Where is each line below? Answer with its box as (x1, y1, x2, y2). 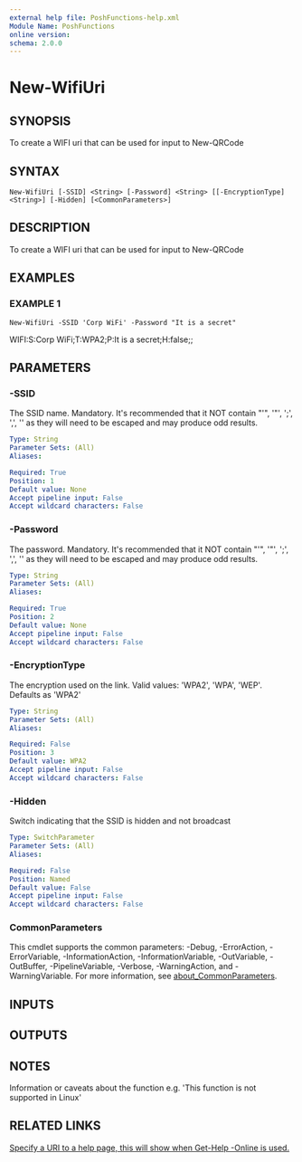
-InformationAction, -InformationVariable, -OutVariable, (62, 951, 269, 962)
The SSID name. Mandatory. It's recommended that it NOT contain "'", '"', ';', (9, 408, 294, 419)
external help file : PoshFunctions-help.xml (9, 13, 180, 23)
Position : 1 (9, 476, 54, 485)
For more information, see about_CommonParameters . (75, 970, 278, 982)
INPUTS (9, 996, 54, 1012)
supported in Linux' (9, 1092, 82, 1103)
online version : (9, 30, 71, 39)
